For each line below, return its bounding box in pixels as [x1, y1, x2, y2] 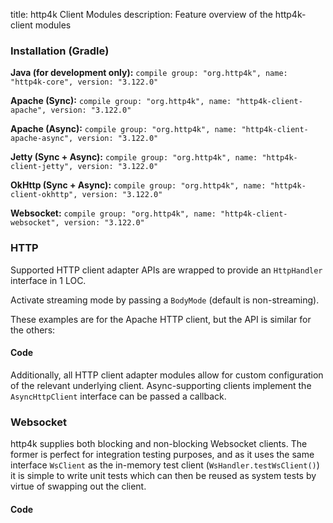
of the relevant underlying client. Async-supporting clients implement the [10, 379, 312, 391]
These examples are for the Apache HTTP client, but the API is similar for [10, 313, 312, 325]
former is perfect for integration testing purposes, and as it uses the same [10, 449, 315, 461]
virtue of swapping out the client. [10, 480, 147, 493]
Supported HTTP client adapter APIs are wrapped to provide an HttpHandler [10, 264, 323, 276]
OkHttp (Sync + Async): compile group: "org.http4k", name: [10, 179, 267, 191]
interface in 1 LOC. [10, 274, 87, 286]
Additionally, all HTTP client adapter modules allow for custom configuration [10, 369, 324, 381]
